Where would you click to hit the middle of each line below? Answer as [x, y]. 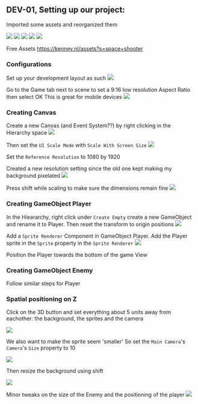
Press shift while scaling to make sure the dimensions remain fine [87, 188]
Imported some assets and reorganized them [62, 24]
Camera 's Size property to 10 [41, 348]
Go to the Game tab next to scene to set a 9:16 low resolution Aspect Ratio [98, 90]
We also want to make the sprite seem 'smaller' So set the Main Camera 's [96, 342]
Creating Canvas [31, 113]
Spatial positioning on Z [42, 299]
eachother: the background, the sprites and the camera [75, 318]
